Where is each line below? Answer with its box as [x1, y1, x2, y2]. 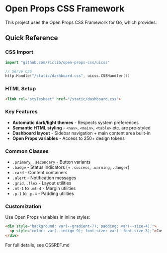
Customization [5, 203, 42, 210]
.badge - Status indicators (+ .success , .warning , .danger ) [12, 164, 130, 170]
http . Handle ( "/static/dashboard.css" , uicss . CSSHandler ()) [5, 73, 130, 78]
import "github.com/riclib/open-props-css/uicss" [5, 60, 110, 65]
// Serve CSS [5, 69, 32, 74]
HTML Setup [5, 85, 36, 92]
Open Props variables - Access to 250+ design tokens [12, 135, 125, 141]
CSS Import [5, 49, 34, 56]
